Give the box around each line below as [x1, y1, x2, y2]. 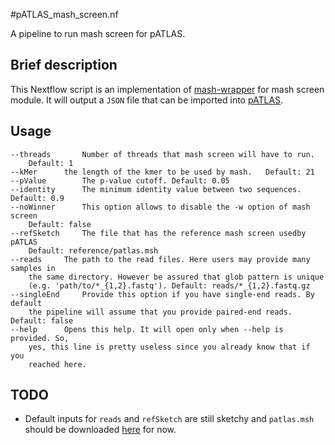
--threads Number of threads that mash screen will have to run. [10, 149, 315, 159]
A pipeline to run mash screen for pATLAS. [10, 28, 186, 39]
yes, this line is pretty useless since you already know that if [28, 342, 311, 352]
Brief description [10, 57, 118, 74]
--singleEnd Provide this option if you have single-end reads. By [10, 289, 315, 299]
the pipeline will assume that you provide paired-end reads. [28, 307, 293, 317]
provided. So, [10, 333, 70, 343]
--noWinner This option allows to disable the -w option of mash [10, 202, 311, 212]
